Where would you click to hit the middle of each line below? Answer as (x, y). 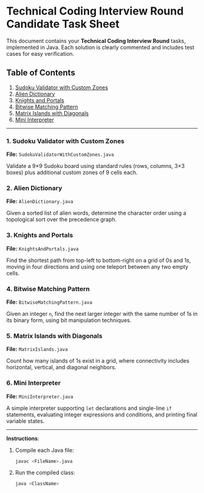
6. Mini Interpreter (33, 383)
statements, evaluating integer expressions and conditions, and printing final (102, 414)
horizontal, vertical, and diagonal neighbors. (61, 367)
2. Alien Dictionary (34, 188)
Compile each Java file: (44, 450)
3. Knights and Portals (40, 235)
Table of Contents (41, 73)
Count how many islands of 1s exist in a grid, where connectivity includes (98, 361)
